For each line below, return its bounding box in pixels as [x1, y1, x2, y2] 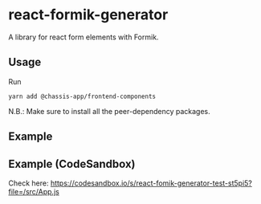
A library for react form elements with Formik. [8, 32, 159, 42]
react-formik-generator [8, 6, 169, 24]
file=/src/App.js [8, 186, 60, 196]
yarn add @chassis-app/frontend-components [8, 92, 157, 100]
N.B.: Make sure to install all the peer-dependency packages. [8, 106, 210, 116]
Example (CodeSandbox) [8, 157, 136, 170]
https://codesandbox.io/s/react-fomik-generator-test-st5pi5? [50, 178, 253, 188]
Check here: [8, 178, 49, 188]
